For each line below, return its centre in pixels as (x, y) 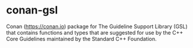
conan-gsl (32, 10)
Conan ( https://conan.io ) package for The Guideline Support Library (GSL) (97, 26)
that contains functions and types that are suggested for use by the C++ (95, 32)
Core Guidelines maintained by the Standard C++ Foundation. (82, 39)
